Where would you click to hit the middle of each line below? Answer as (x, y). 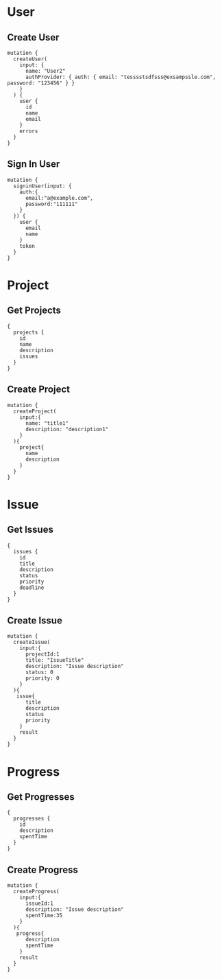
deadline (32, 588)
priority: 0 (42, 678)
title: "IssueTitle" (54, 660)
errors (29, 131)
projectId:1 (42, 654)
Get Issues (30, 530)
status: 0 (39, 672)
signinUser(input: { (42, 186)
